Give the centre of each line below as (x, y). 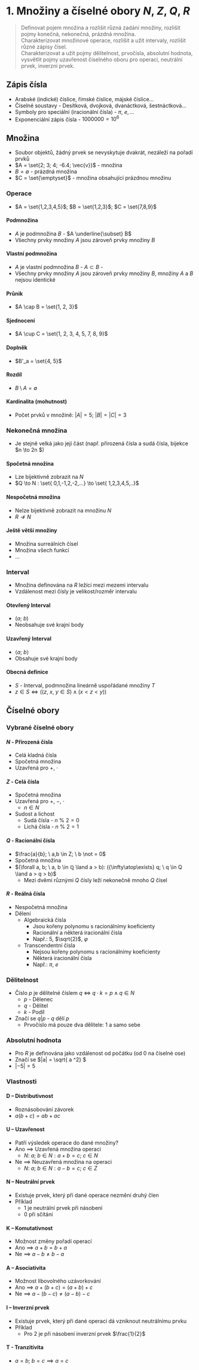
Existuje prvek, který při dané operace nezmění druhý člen (87, 1195)
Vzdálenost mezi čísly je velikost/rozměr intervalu (76, 592)
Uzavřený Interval (29, 638)
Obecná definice (27, 672)
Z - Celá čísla (23, 781)
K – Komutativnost (30, 1228)
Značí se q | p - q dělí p (42, 1019)
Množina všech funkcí (42, 550)
